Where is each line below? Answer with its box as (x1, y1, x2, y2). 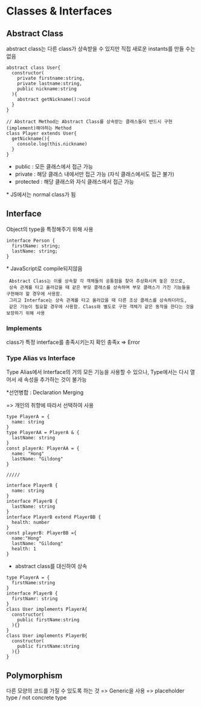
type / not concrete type (6, 694, 67, 702)
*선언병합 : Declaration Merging (6, 389, 84, 396)
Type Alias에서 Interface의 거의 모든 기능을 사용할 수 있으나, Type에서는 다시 (6, 369, 189, 376)
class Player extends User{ (6, 131, 77, 137)
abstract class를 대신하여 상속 (14, 563, 88, 570)
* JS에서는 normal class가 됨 (6, 191, 76, 198)
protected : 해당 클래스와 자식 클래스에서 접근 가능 (14, 178, 135, 185)
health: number (11, 520, 50, 526)
